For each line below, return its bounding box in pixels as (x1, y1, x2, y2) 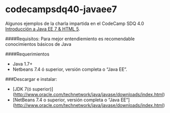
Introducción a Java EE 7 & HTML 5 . (5, 25, 80, 32)
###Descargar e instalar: (5, 76, 57, 82)
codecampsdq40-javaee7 (5, 4, 117, 15)
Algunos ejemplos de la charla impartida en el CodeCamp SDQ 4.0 (5, 20, 145, 26)
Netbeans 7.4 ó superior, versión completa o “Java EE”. (12, 66, 127, 72)
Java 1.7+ (12, 61, 33, 67)
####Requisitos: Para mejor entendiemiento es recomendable (5, 36, 135, 42)
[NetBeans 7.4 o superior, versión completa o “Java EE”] (12, 97, 130, 103)
